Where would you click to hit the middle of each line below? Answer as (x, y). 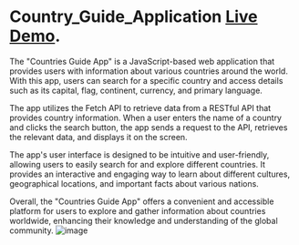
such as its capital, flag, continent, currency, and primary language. (136, 90)
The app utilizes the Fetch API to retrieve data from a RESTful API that (140, 107)
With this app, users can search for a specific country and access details (146, 80)
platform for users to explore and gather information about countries (138, 210)
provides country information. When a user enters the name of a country (146, 117)
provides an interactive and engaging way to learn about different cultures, (149, 174)
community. (31, 230)
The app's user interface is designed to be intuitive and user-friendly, (139, 154)
